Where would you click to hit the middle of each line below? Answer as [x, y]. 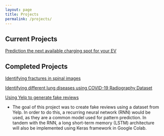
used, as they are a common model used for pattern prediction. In [79, 117]
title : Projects [22, 14]
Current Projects [31, 39]
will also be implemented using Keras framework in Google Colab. [80, 128]
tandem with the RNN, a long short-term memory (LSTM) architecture [83, 123]
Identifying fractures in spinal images [43, 78]
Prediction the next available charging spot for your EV [61, 51]
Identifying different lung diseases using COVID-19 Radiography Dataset [79, 88]
